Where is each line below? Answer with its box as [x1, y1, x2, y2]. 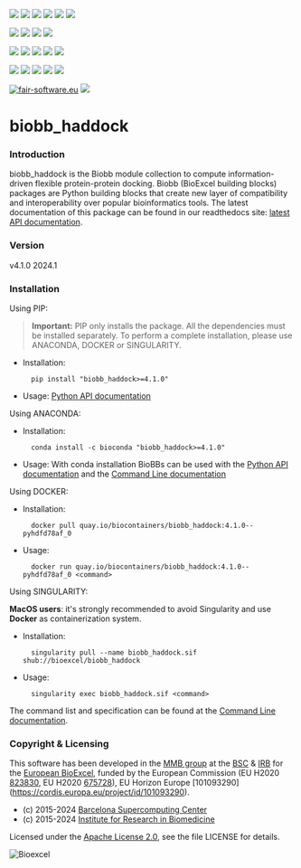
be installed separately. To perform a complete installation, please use [31, 330, 293, 341]
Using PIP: [9, 303, 48, 314]
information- [228, 168, 275, 180]
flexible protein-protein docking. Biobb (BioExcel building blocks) [34, 178, 277, 189]
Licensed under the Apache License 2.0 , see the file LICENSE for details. [9, 832, 280, 843]
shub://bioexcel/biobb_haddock [22, 656, 141, 665]
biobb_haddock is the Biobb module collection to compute [9, 168, 227, 180]
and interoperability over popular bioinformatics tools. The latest [9, 197, 249, 208]
